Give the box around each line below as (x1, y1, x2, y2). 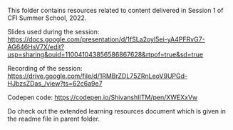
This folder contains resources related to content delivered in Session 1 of (7, 6, 224, 14)
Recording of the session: (7, 64, 83, 72)
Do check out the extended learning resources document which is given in (7, 107, 226, 115)
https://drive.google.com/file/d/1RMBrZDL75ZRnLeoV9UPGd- (7, 71, 187, 80)
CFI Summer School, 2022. (7, 14, 87, 22)
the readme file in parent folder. (7, 114, 100, 123)
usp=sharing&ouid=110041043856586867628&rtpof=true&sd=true (7, 50, 204, 59)
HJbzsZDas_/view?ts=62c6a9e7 (7, 79, 103, 88)
